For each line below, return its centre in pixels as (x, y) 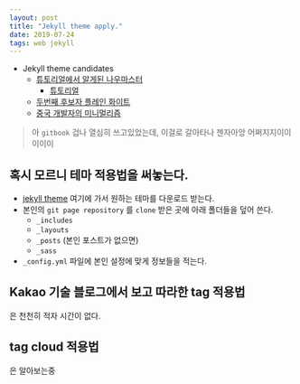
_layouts (52, 230)
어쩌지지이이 (269, 133)
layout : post (34, 18)
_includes (55, 221)
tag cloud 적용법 (54, 347)
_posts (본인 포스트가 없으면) (87, 240)
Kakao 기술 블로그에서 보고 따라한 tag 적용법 (127, 292)
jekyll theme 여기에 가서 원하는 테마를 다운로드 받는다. (118, 199)
